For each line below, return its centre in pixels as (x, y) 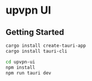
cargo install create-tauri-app (46, 46)
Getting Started (35, 32)
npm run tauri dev (28, 73)
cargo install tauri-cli (36, 51)
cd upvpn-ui (20, 62)
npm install (20, 67)
